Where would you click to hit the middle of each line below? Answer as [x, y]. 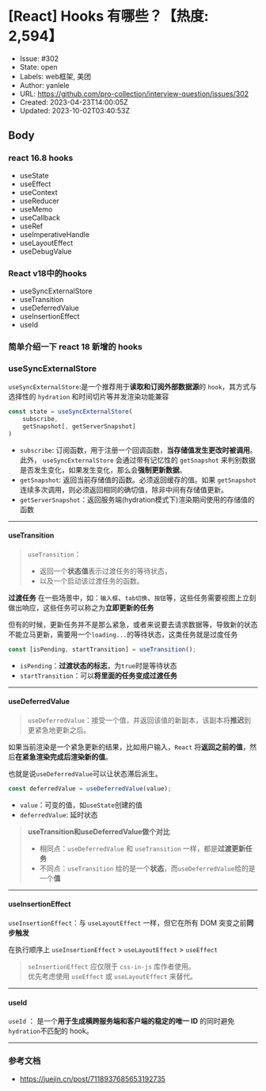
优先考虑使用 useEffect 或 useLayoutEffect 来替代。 [112, 976]
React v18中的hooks [47, 273]
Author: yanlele [44, 85]
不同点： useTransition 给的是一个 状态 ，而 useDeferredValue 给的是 [147, 868]
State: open [38, 67]
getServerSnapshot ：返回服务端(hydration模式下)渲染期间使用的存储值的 [137, 500]
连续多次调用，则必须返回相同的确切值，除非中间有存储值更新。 [123, 489]
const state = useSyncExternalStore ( [70, 412]
